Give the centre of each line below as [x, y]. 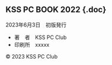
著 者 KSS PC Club [40, 37]
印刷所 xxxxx [32, 44]
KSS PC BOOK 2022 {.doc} [56, 10]
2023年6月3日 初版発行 [36, 25]
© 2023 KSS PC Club [31, 56]
